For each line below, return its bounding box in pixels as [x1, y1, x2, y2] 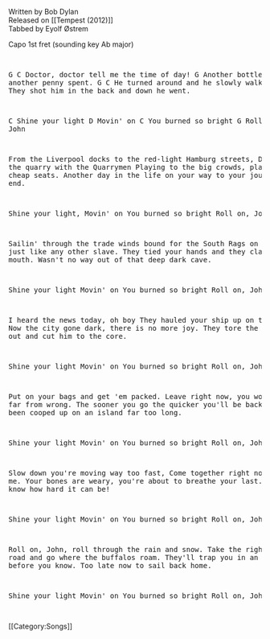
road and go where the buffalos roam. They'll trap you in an [8, 553, 259, 562]
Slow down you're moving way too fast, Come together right [8, 468, 251, 477]
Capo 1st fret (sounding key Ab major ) [8, 39, 134, 49]
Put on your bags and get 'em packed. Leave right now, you [8, 392, 251, 401]
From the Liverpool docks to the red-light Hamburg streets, [8, 155, 255, 163]
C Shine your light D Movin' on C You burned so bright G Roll [8, 117, 263, 126]
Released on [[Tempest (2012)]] [8, 15, 114, 25]
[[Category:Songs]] [8, 621, 73, 631]
